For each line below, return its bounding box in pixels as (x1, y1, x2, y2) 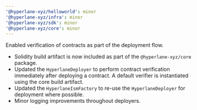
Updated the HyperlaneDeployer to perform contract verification (14, 66, 170, 73)
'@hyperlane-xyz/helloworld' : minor (5, 8, 96, 15)
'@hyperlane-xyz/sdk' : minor (5, 20, 78, 26)
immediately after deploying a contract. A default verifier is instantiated (14, 72, 189, 79)
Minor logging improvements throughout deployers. (14, 98, 141, 105)
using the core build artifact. (14, 78, 84, 86)
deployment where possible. (14, 91, 85, 98)
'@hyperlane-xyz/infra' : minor (5, 14, 83, 20)
